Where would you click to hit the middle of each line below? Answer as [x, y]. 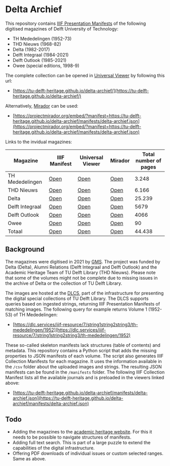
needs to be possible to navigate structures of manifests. [72, 437]
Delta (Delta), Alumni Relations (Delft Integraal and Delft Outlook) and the [81, 267]
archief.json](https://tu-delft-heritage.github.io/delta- [68, 398]
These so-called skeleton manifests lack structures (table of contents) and [83, 345]
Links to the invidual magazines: [39, 142]
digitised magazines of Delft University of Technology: [62, 28]
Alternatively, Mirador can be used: [42, 106]
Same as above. [29, 458]
